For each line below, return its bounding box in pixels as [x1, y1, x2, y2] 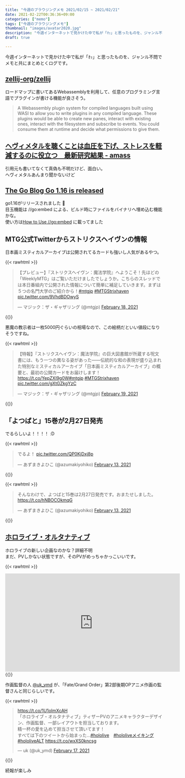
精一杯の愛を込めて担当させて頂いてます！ [17, 726, 105, 732]
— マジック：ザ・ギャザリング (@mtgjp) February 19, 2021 [17, 391, 138, 397]
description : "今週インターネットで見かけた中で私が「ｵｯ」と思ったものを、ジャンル [5, 30, 159, 35]
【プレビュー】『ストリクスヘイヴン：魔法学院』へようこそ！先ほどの [17, 269, 160, 275]
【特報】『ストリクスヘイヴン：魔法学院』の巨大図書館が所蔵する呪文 [17, 351, 160, 357]
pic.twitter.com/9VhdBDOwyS [17, 294, 79, 300]
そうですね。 [5, 330, 31, 337]
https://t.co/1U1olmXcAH [17, 707, 68, 714]
